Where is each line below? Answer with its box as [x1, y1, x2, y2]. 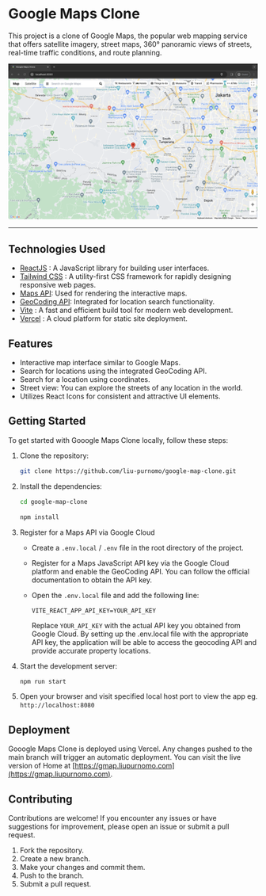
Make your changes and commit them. [19, 863, 146, 871]
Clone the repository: [19, 451, 89, 460]
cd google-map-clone [19, 498, 88, 505]
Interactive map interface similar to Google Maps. [19, 358, 181, 368]
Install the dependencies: [19, 481, 103, 491]
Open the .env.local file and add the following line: [31, 590, 199, 600]
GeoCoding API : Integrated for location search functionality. [19, 297, 215, 307]
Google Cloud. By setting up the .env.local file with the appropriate [31, 629, 249, 639]
